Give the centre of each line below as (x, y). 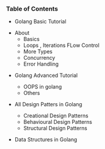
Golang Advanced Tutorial (46, 76)
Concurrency (39, 58)
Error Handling (41, 64)
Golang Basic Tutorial (40, 22)
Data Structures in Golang (46, 140)
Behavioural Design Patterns (58, 122)
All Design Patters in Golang (48, 104)
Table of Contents (32, 9)
